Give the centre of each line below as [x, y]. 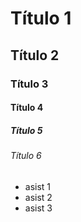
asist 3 [38, 208]
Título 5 [26, 130]
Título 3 [29, 84]
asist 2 [38, 197]
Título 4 [27, 108]
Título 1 [41, 18]
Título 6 [26, 156]
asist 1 [38, 186]
